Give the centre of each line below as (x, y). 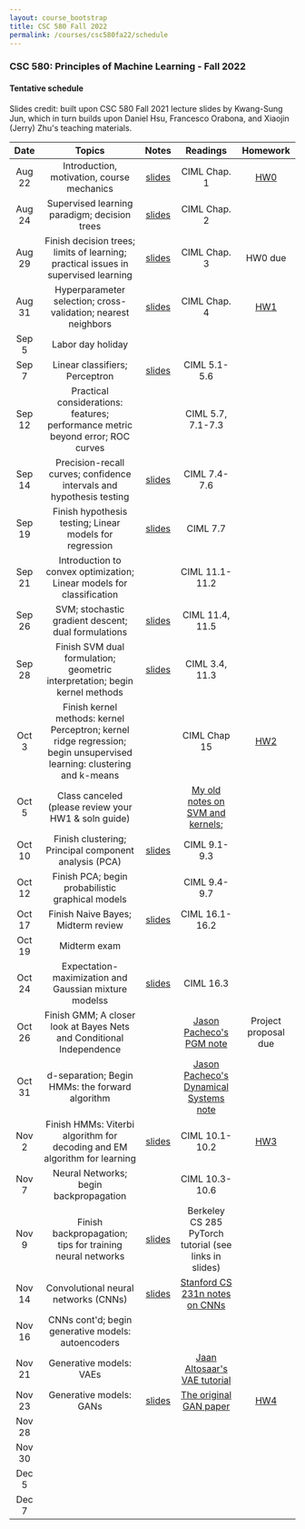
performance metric (90, 425)
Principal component (90, 850)
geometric (90, 669)
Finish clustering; (90, 839)
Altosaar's (207, 1368)
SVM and (206, 812)
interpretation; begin (90, 680)
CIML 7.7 (207, 528)
